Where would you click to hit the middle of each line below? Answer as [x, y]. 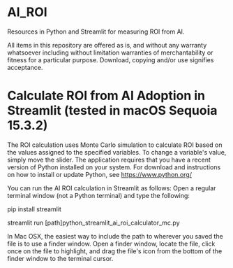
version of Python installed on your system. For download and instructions [114, 167]
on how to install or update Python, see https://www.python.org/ [99, 174]
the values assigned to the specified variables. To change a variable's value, [117, 152]
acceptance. [25, 67]
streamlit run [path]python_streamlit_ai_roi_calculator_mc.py [93, 223]
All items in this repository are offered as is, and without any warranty [107, 45]
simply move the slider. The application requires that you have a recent [109, 160]
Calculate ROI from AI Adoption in [106, 96]
